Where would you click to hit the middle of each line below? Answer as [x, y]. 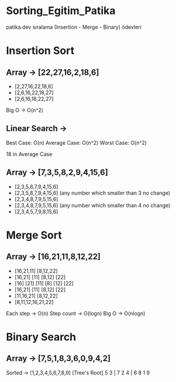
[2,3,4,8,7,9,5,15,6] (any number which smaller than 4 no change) [92, 205]
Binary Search [41, 337]
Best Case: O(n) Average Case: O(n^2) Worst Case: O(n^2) [77, 142]
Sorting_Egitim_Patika [61, 11]
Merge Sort [34, 235]
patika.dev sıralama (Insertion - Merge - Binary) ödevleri [74, 27]
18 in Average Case [29, 154]
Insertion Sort [40, 51]
